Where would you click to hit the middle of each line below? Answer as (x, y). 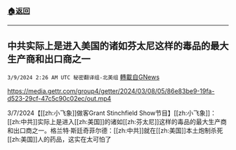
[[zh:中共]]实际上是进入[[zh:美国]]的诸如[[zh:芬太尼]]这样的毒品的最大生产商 (117, 122)
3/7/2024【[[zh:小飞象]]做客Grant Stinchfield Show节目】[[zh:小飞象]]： (112, 113)
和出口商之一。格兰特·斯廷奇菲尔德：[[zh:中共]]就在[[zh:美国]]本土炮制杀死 (115, 130)
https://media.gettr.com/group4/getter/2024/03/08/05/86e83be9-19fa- (111, 91)
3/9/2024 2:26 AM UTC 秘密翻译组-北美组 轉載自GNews (84, 77)
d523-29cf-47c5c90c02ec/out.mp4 (59, 99)
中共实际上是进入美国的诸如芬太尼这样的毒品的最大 (118, 46)
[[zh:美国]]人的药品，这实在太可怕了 (59, 139)
